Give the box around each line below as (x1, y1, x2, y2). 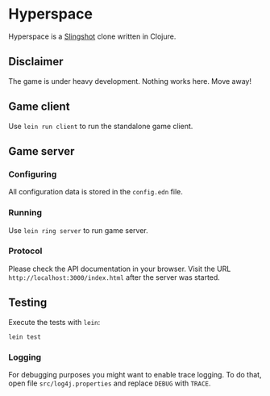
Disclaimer (8, 55, 64, 69)
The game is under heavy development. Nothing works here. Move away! (8, 76, 252, 85)
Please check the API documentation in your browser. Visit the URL (8, 264, 231, 273)
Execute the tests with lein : (8, 317, 101, 327)
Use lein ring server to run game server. (8, 225, 148, 235)
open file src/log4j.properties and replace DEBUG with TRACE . (8, 378, 211, 388)
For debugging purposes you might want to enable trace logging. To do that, (8, 369, 262, 379)
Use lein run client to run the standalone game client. (8, 121, 193, 131)
